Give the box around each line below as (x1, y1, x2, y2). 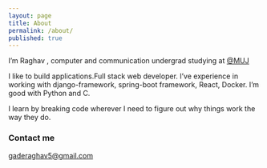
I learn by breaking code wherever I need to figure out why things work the (8, 104, 256, 114)
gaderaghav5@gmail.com (8, 150, 94, 160)
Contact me (8, 133, 55, 144)
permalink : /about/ (8, 26, 74, 34)
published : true (8, 34, 63, 42)
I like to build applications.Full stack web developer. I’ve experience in (8, 71, 239, 81)
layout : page (8, 11, 52, 20)
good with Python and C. (8, 89, 91, 98)
